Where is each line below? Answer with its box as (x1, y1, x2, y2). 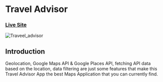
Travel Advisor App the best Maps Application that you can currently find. (5, 71, 158, 77)
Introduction (5, 47, 45, 55)
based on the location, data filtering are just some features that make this (5, 66, 157, 72)
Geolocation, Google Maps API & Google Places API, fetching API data (5, 60, 151, 66)
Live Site (5, 21, 27, 28)
